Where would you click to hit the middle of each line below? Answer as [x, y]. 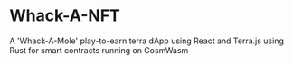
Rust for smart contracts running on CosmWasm [99, 50]
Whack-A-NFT [65, 16]
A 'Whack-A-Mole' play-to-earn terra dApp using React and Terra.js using [147, 41]
